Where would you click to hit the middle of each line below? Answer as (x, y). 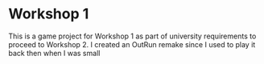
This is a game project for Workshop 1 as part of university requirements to (132, 36)
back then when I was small (54, 53)
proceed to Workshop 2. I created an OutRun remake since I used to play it (132, 44)
